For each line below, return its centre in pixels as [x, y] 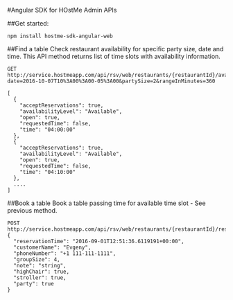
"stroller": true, [40, 278]
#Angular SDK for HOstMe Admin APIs [62, 10]
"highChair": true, [42, 272]
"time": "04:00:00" [48, 130]
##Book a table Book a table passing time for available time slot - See [106, 203]
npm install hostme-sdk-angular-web [60, 36]
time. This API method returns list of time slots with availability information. [114, 56]
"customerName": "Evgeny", [52, 247]
